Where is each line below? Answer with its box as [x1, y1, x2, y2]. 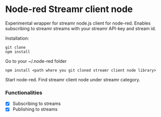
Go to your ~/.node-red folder [5, 58, 67, 64]
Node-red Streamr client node [5, 4, 133, 15]
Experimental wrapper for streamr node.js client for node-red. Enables [5, 20, 151, 26]
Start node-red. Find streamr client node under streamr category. [5, 76, 140, 82]
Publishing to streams [12, 106, 58, 112]
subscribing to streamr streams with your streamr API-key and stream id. [5, 25, 156, 31]
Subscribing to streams [12, 100, 61, 106]
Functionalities [5, 89, 43, 96]
